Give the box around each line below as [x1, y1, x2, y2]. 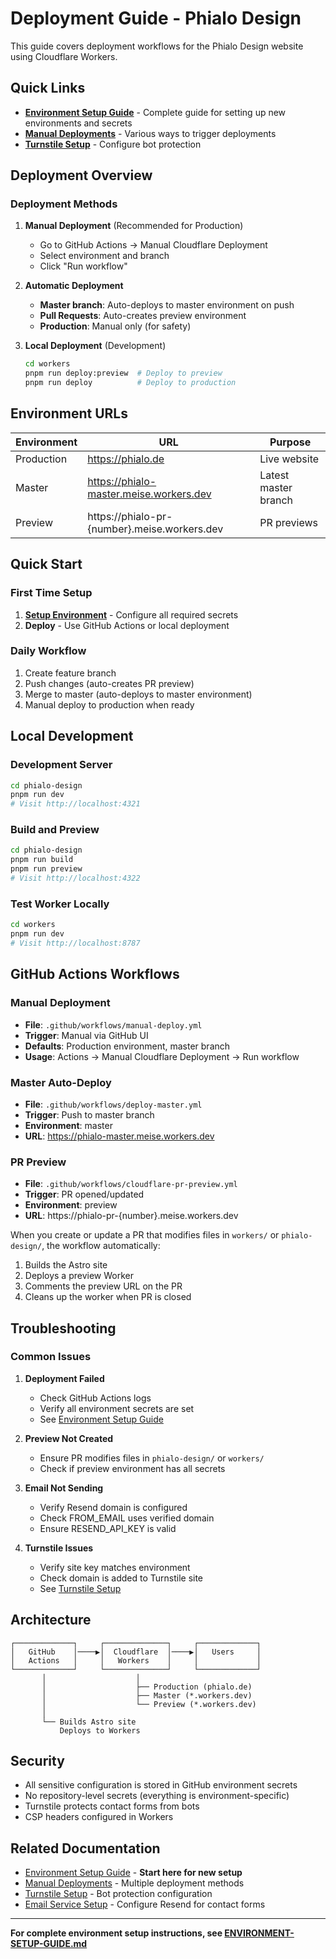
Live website [259, 452, 320, 466]
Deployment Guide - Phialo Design [10, 7, 302, 30]
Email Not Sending [24, 1482, 104, 1494]
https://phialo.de [87, 452, 165, 466]
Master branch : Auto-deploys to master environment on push [39, 299, 295, 311]
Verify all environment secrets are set [39, 1402, 195, 1414]
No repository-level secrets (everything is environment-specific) [24, 1790, 290, 1802]
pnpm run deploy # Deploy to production [24, 378, 237, 388]
